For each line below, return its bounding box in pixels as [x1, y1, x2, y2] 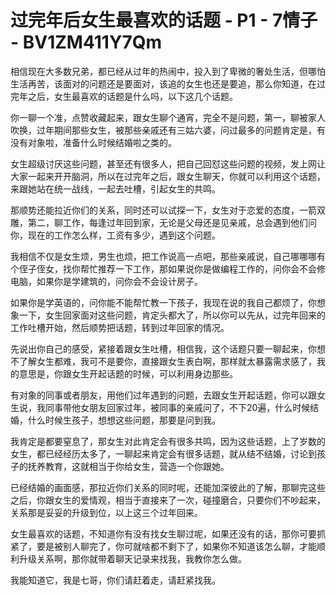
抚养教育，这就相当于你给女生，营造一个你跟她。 [27, 460, 230, 472]
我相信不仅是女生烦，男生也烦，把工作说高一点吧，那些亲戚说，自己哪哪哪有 [10, 250, 326, 262]
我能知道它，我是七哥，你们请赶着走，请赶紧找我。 [10, 574, 221, 586]
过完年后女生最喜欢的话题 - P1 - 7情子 [10, 9, 318, 32]
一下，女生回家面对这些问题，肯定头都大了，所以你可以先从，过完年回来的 [18, 309, 326, 321]
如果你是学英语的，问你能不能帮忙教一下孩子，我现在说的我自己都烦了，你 [10, 296, 317, 308]
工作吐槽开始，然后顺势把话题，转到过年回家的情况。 [10, 321, 230, 333]
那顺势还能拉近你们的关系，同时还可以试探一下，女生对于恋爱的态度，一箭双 [10, 204, 326, 216]
